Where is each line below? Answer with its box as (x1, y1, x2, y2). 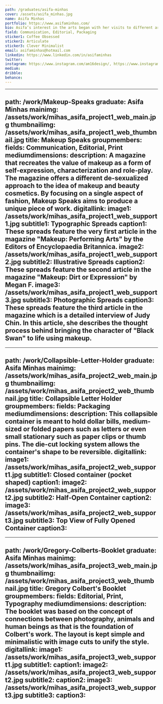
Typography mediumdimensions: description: (5, 600, 147, 608)
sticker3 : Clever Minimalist (5, 43, 64, 48)
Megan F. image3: (5, 281, 61, 289)
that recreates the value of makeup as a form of (5, 159, 151, 167)
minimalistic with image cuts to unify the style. (5, 638, 149, 646)
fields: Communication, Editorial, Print (5, 143, 123, 152)
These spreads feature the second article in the (5, 265, 152, 274)
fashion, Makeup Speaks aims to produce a (5, 197, 138, 205)
